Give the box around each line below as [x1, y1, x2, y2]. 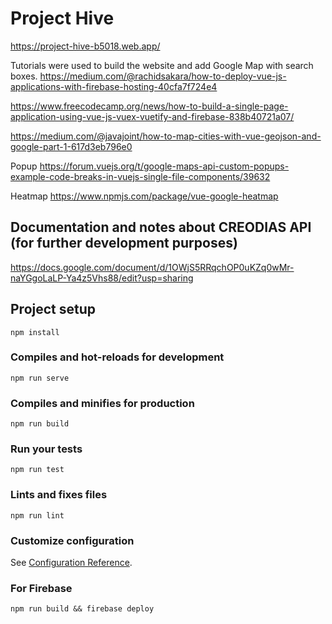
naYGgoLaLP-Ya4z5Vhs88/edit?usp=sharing [10, 272, 194, 284]
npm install [10, 327, 60, 337]
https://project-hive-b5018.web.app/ [10, 40, 161, 52]
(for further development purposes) [10, 235, 238, 252]
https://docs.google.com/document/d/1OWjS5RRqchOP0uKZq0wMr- [10, 261, 295, 273]
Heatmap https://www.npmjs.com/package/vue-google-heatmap [10, 190, 279, 202]
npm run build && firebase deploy [10, 604, 155, 614]
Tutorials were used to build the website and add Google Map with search [10, 59, 314, 71]
